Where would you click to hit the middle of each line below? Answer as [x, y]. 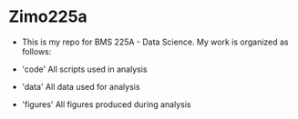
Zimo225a [48, 17]
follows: [36, 51]
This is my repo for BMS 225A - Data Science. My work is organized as [155, 42]
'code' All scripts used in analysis [84, 69]
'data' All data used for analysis [81, 86]
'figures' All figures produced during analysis [106, 104]
